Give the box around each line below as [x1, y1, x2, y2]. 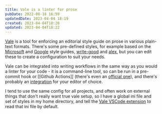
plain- [145, 38, 157, 44]
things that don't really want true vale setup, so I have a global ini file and [5, 93, 152, 99]
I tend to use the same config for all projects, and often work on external [5, 88, 150, 94]
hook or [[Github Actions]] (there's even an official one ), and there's [21, 74, 157, 80]
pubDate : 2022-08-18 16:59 [5, 12, 60, 16]
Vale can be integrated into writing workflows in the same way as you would [5, 64, 158, 69]
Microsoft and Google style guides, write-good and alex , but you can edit [5, 49, 152, 55]
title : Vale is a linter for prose [5, 7, 77, 12]
